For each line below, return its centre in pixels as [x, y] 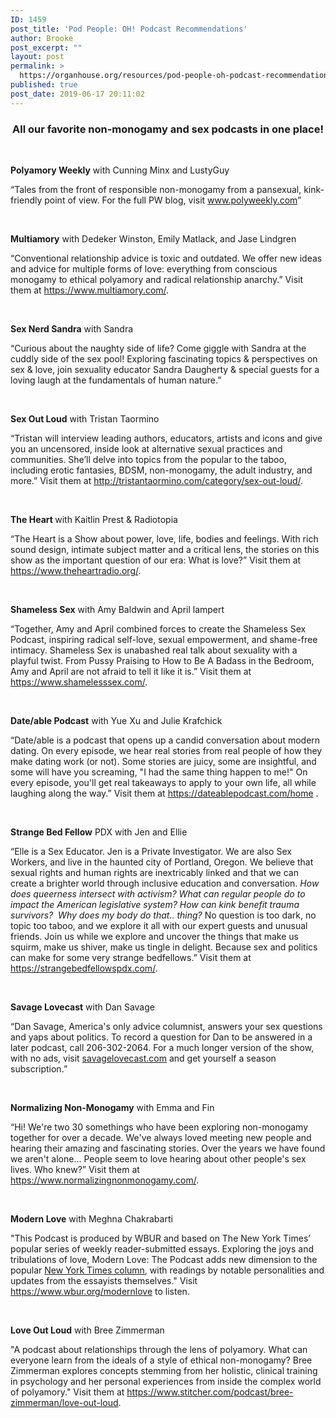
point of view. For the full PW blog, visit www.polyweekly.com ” [173, 200]
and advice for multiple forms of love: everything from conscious [144, 268]
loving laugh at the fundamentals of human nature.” [116, 380]
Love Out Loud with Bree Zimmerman [87, 1330]
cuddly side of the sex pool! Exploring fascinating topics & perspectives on [164, 358]
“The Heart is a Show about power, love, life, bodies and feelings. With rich [164, 538]
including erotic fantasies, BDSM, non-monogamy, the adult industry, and [161, 470]
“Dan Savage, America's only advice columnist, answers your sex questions [166, 1026]
